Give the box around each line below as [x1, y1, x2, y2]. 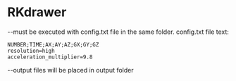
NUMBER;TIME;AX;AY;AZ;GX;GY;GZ [7, 41, 99, 48]
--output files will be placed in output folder [7, 66, 134, 74]
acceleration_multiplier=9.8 [7, 54, 93, 61]
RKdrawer [7, 4, 67, 20]
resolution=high [7, 47, 55, 54]
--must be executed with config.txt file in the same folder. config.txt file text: [7, 27, 229, 36]
